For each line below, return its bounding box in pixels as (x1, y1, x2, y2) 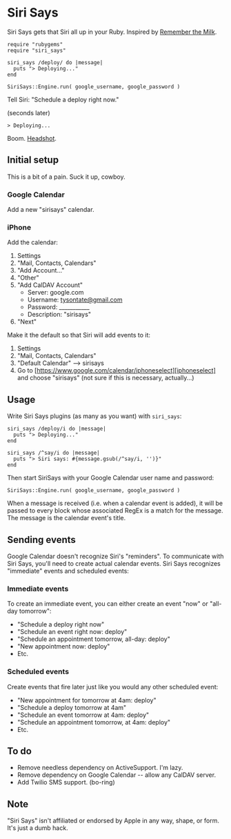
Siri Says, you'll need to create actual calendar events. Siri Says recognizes (7, 559, 221, 567)
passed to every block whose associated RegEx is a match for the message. (7, 506, 223, 515)
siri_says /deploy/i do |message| (7, 426, 107, 433)
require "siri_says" (7, 47, 67, 54)
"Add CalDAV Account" (17, 281, 83, 289)
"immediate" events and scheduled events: (7, 566, 130, 575)
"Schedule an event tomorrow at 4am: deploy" (17, 711, 150, 719)
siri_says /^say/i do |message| (7, 450, 100, 457)
